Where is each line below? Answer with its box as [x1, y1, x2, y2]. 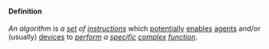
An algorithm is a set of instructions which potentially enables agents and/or [8, 24, 261, 33]
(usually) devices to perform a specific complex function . [8, 32, 198, 42]
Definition [8, 6, 43, 16]
